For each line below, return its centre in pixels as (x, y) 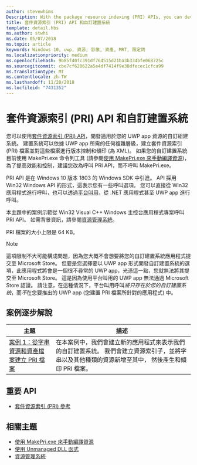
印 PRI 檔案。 (74, 368)
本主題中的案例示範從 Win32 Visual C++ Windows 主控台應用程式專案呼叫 (95, 212)
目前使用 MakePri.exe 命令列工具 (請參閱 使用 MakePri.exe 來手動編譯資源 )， (98, 158)
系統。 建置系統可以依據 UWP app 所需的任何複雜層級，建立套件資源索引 (94, 143)
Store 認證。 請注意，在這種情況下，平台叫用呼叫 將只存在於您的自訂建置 (94, 285)
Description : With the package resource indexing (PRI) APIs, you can (94, 17)
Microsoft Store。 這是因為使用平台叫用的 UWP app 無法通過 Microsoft (103, 278)
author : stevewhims (30, 11)
